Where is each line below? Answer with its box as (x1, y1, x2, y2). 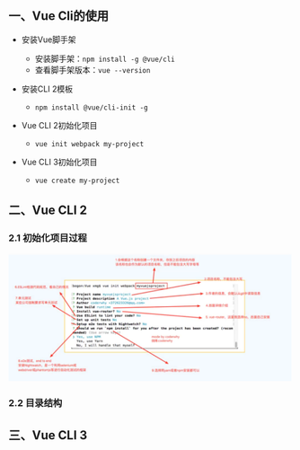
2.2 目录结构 (8, 397, 63, 410)
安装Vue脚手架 (21, 34, 76, 45)
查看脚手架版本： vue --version (34, 64, 151, 75)
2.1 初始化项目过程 (8, 232, 87, 244)
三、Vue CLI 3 (8, 428, 88, 443)
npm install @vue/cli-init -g (34, 102, 149, 112)
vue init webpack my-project (34, 139, 145, 148)
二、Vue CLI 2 (8, 203, 87, 218)
